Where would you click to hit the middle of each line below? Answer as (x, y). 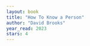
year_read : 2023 (26, 28)
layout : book (22, 12)
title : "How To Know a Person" (45, 17)
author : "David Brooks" (36, 23)
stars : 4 (17, 34)
